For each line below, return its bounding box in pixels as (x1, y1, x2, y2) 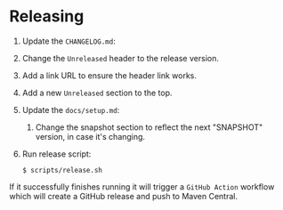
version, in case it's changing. (35, 131, 145, 141)
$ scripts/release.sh (21, 166, 102, 174)
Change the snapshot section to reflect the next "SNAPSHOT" (35, 122, 263, 133)
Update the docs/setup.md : (21, 104, 120, 115)
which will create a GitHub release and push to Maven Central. (9, 190, 239, 201)
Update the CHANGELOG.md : (21, 36, 116, 46)
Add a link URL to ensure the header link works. (21, 69, 198, 81)
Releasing (9, 6, 85, 27)
